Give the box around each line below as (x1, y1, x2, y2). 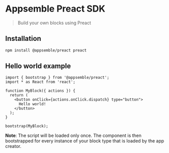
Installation (5, 34, 41, 43)
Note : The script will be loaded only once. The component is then (5, 132, 142, 139)
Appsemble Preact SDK (5, 3, 105, 15)
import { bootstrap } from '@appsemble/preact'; (5, 75, 109, 80)
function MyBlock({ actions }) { (5, 88, 76, 93)
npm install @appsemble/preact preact (5, 47, 87, 53)
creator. (5, 143, 22, 149)
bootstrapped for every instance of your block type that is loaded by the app (5, 138, 164, 144)
